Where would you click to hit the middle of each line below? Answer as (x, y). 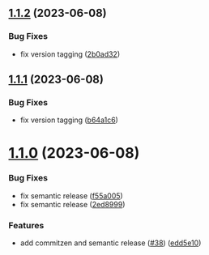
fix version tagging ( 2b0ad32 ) (70, 54)
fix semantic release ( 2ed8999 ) (73, 204)
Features (26, 225)
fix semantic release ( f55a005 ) (71, 195)
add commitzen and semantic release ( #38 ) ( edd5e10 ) (111, 243)
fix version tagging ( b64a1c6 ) (69, 120)
